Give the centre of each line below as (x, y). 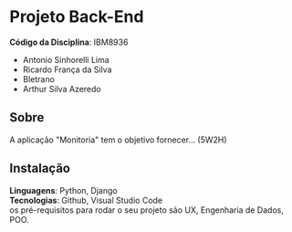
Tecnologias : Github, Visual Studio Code (86, 200)
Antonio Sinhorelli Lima (66, 59)
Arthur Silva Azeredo (62, 89)
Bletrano (38, 79)
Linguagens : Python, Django (63, 190)
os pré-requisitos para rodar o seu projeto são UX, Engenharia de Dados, (147, 210)
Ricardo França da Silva (67, 69)
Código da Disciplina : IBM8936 (69, 42)
